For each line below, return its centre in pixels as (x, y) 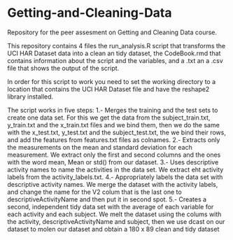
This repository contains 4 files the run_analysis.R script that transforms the (116, 45)
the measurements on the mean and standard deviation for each (100, 147)
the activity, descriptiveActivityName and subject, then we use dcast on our (116, 221)
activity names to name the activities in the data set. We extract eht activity (115, 169)
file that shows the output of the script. (63, 68)
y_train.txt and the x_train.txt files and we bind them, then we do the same (114, 125)
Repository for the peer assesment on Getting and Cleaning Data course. (112, 32)
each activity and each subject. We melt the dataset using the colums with (114, 214)
